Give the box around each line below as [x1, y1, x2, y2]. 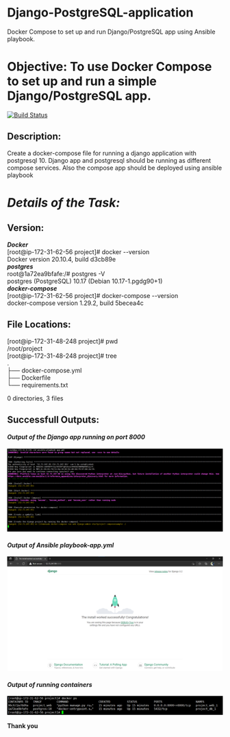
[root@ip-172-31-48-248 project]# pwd [7, 337, 118, 345]
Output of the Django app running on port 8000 [7, 433, 146, 441]
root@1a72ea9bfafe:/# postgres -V [7, 269, 105, 277]
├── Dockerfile [7, 373, 51, 382]
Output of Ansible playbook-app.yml [7, 541, 114, 549]
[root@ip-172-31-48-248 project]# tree [7, 352, 118, 360]
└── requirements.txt [7, 381, 68, 389]
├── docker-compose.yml [7, 366, 82, 374]
